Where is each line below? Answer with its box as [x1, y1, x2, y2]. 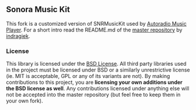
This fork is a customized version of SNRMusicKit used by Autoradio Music [6, 20, 187, 27]
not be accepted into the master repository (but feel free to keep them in [6, 91, 181, 98]
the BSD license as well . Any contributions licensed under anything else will [6, 85, 190, 92]
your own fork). [6, 97, 43, 104]
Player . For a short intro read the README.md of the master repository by [6, 26, 183, 33]
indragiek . [6, 32, 30, 40]
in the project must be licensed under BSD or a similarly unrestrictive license [6, 66, 190, 73]
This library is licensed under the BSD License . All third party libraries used [6, 61, 187, 68]
